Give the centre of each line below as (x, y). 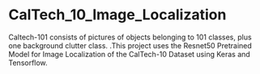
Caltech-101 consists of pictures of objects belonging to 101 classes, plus (130, 37)
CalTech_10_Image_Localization (117, 15)
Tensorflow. (28, 63)
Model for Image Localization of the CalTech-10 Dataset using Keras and (130, 54)
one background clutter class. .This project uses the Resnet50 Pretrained (130, 45)
